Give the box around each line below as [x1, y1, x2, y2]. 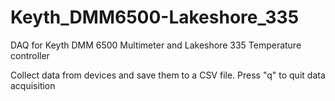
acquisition [10, 79, 56, 91]
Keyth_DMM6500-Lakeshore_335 [10, 6, 300, 29]
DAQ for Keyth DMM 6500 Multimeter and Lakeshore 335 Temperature [10, 39, 302, 51]
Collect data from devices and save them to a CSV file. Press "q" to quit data [10, 69, 326, 81]
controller [10, 49, 50, 61]
